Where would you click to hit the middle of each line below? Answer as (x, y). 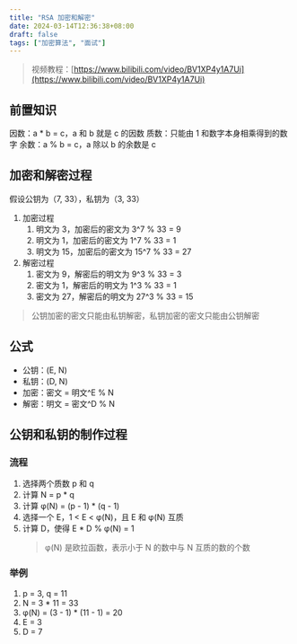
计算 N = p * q (48, 495)
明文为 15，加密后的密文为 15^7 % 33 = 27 (114, 251)
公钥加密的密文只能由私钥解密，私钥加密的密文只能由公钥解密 (145, 315)
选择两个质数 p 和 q (58, 484)
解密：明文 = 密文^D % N (68, 403)
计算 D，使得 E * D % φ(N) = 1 (78, 529)
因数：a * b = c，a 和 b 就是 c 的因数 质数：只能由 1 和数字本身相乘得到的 (145, 133)
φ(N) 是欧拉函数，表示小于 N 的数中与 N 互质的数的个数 (148, 548)
